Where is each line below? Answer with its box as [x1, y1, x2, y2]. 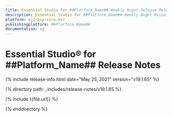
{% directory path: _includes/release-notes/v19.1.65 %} [5, 86, 122, 92]
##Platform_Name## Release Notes [5, 59, 161, 71]
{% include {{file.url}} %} [5, 96, 58, 102]
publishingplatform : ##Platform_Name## [5, 21, 91, 27]
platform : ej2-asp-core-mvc [5, 17, 66, 22]
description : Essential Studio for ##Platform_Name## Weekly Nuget [5, 12, 153, 17]
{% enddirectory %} [5, 106, 48, 112]
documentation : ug [5, 27, 45, 32]
